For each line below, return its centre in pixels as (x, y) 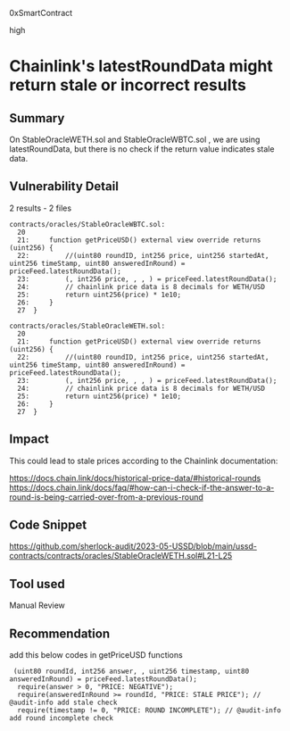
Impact (29, 440)
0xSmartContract (41, 13)
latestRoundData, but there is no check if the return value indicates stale (142, 149)
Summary (37, 118)
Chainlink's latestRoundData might (141, 66)
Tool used (37, 584)
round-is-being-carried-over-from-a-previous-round (106, 497)
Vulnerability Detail (64, 187)
